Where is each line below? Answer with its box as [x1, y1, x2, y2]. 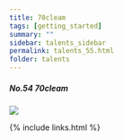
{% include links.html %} [9, 122, 101, 133]
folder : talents [9, 55, 70, 64]
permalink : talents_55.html [9, 47, 115, 56]
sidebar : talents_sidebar [9, 38, 106, 48]
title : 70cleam [9, 13, 66, 22]
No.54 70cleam [9, 83, 69, 93]
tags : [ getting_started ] [9, 22, 102, 31]
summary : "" [9, 30, 54, 39]
